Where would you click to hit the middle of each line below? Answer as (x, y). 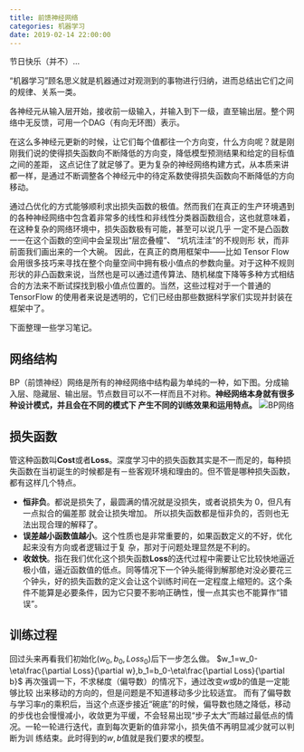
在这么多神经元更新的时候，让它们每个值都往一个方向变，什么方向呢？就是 (148, 142)
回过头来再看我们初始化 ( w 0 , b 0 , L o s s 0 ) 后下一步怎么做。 (112, 660)
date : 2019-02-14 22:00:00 (60, 34)
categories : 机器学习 (47, 26)
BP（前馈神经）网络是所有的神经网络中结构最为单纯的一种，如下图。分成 (146, 382)
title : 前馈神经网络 (44, 18)
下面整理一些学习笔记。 (53, 328)
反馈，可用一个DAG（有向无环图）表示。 (109, 122)
